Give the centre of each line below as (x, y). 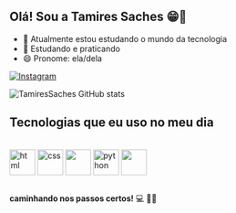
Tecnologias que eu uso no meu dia (112, 123)
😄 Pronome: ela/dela (62, 58)
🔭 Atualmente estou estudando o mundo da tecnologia (125, 38)
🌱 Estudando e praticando (72, 48)
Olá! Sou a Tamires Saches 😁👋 (98, 17)
